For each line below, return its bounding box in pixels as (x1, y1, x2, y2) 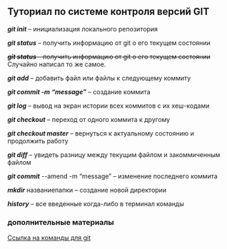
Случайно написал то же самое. (7, 60, 106, 68)
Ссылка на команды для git (7, 233, 91, 242)
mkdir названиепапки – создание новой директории (7, 186, 166, 194)
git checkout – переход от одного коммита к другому (7, 115, 171, 123)
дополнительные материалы (7, 217, 114, 227)
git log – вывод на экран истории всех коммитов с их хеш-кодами (7, 101, 210, 110)
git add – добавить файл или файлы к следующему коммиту (7, 73, 191, 82)
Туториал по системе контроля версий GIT (7, 6, 210, 18)
